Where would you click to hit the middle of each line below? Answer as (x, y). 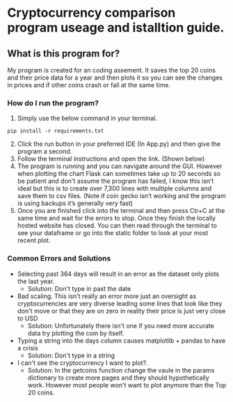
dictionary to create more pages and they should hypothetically (119, 378)
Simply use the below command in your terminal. (87, 118)
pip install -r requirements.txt (56, 131)
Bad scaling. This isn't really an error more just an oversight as (107, 296)
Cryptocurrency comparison (91, 13)
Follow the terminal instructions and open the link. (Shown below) (111, 159)
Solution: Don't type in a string (71, 355)
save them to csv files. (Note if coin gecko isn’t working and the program (121, 196)
